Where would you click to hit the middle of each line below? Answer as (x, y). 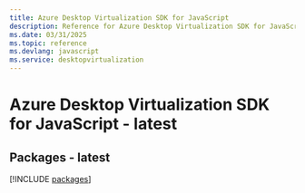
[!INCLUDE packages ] (50, 179)
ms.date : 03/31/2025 (49, 34)
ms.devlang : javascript (54, 52)
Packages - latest (60, 157)
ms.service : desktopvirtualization (77, 60)
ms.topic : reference (49, 43)
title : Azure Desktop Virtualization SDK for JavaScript (119, 18)
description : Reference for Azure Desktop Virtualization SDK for (138, 26)
